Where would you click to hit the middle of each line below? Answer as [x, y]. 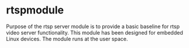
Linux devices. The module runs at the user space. [67, 39]
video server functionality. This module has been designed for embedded [94, 32]
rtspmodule [35, 10]
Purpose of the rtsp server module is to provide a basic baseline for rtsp [93, 26]
